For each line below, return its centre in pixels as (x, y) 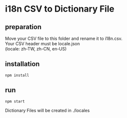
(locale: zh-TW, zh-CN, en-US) (36, 49)
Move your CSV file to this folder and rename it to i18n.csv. (64, 38)
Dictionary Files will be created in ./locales (47, 110)
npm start (15, 101)
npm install (17, 75)
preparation (23, 27)
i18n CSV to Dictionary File (60, 9)
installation (22, 64)
